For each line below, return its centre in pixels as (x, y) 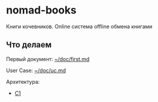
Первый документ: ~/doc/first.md (48, 59)
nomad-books (41, 10)
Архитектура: (23, 81)
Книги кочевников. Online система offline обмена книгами (79, 26)
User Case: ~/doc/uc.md (36, 70)
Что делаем (29, 45)
